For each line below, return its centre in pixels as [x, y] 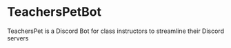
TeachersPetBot [54, 12]
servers [18, 38]
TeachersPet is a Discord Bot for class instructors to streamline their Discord [115, 31]
